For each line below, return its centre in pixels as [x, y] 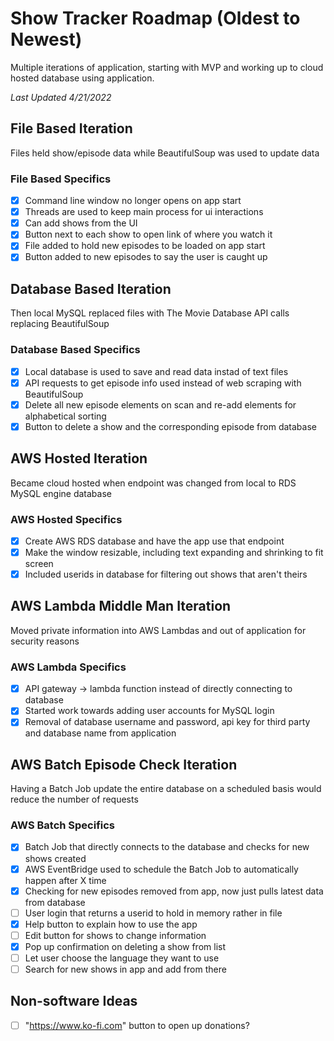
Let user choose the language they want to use [122, 958]
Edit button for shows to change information [115, 935]
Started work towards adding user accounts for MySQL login [149, 711]
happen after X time [65, 880]
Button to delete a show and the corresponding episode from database [170, 426]
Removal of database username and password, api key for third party [167, 722]
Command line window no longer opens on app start [133, 201]
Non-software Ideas [74, 1001]
